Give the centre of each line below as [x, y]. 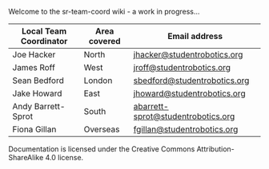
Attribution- [215, 149]
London [98, 81]
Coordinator [44, 41]
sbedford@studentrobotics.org [191, 81]
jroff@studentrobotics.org [182, 67]
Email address [195, 36]
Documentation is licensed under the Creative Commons [102, 149]
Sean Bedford [38, 81]
